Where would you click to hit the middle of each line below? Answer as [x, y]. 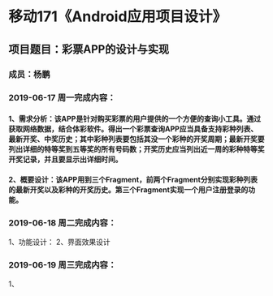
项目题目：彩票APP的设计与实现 [89, 49]
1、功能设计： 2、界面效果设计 [60, 242]
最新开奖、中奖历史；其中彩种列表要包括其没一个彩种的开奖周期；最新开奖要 [136, 139]
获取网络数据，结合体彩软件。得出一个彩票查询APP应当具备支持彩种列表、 [133, 129]
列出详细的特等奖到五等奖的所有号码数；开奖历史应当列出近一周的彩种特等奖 [136, 149]
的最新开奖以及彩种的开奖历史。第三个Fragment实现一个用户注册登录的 [128, 189]
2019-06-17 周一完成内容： [62, 98]
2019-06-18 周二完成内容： [63, 222]
